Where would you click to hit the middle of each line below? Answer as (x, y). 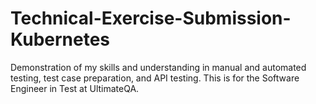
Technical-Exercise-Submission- (151, 18)
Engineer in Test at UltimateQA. (75, 88)
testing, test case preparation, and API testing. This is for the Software (155, 78)
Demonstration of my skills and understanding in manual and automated (158, 67)
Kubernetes (60, 39)
